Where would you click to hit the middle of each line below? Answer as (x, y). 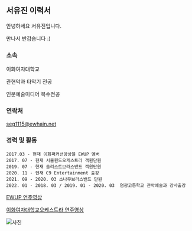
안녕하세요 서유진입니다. (34, 26)
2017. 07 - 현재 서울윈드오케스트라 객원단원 (54, 160)
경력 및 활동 (22, 140)
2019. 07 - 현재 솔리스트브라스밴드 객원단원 (54, 167)
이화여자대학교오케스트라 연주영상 (45, 209)
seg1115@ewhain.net (31, 124)
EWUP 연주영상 (24, 197)
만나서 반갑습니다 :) (29, 38)
